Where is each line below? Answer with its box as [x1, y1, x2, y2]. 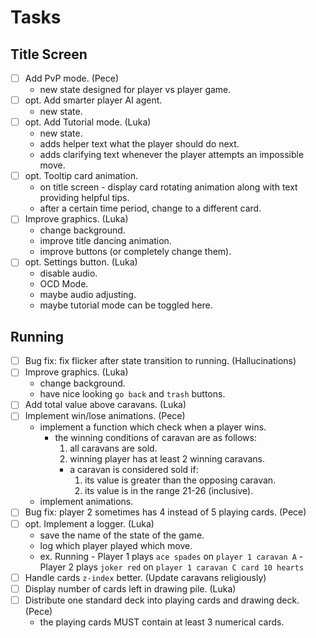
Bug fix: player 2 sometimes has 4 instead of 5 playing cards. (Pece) [24, 506, 307, 518]
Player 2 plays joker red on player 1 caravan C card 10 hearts [39, 561, 305, 573]
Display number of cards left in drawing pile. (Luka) [24, 582, 237, 595]
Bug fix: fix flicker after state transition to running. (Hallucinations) [24, 355, 297, 367]
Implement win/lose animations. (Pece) [24, 410, 186, 422]
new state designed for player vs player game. [39, 84, 232, 96]
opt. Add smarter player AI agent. [24, 94, 163, 106]
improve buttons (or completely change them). [39, 246, 232, 258]
